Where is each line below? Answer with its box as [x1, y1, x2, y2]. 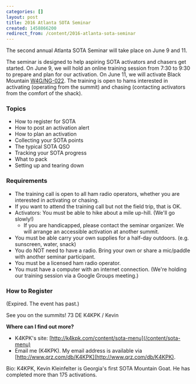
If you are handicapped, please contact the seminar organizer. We [23, 221, 184, 228]
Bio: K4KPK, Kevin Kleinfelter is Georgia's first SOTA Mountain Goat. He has [6, 365, 190, 372]
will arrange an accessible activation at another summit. [23, 228, 159, 235]
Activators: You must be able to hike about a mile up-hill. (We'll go [14, 209, 175, 216]
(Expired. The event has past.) [6, 300, 80, 308]
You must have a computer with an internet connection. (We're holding [14, 266, 187, 273]
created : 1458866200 [6, 25, 57, 31]
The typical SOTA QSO [14, 143, 70, 150]
